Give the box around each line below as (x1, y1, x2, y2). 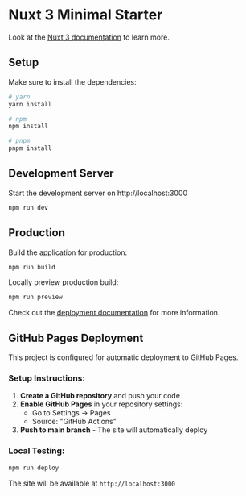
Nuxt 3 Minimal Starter (8, 6, 163, 24)
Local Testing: (8, 445, 65, 456)
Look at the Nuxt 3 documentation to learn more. (8, 32, 170, 42)
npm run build (8, 263, 56, 271)
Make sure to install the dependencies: (8, 77, 137, 86)
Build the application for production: (8, 248, 127, 257)
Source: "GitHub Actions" (31, 417, 117, 427)
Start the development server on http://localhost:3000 (8, 188, 187, 198)
